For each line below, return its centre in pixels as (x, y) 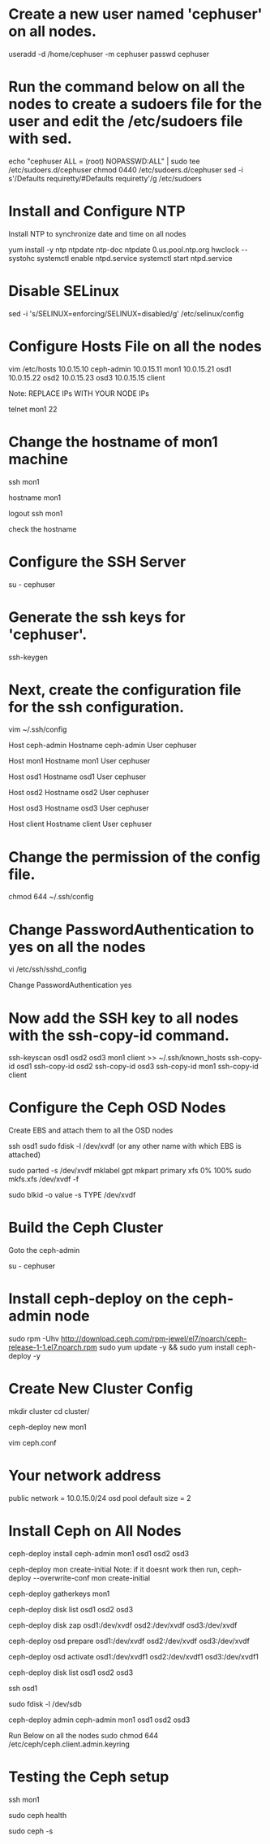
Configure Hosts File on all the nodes (135, 346)
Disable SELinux (64, 291)
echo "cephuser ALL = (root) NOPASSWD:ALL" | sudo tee (104, 161)
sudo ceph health (38, 1815)
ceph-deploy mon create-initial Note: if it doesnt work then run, (114, 1569)
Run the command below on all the (127, 87)
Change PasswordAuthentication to (131, 930)
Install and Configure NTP (97, 211)
